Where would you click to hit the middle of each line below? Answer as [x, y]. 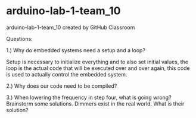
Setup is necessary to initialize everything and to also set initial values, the [97, 62]
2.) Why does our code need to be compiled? [62, 86]
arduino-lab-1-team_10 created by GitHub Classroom [71, 27]
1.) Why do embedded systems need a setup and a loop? [76, 50]
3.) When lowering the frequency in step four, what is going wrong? [89, 97]
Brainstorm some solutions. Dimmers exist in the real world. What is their [95, 103]
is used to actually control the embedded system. [67, 74]
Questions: [19, 39]
